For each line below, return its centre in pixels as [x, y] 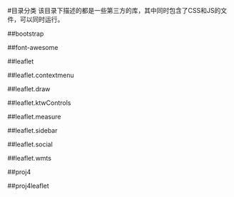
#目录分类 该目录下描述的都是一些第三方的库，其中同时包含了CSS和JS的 [114, 10]
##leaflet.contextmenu [41, 75]
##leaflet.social [30, 144]
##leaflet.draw [29, 89]
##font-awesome [33, 47]
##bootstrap [26, 34]
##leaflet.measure [34, 117]
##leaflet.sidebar [32, 130]
